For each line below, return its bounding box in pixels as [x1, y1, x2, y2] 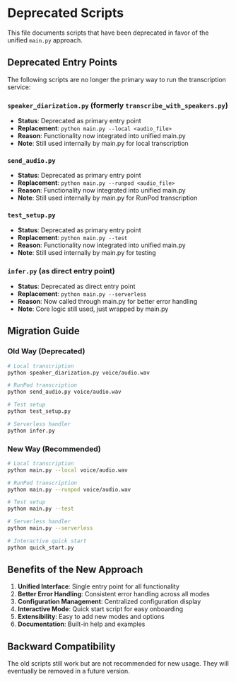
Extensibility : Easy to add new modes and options [17, 613, 165, 621]
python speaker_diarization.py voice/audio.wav [7, 369, 151, 376]
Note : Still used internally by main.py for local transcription [17, 140, 189, 148]
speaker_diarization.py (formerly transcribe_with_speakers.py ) [7, 101, 228, 110]
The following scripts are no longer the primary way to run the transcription [7, 75, 226, 84]
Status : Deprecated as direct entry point [17, 282, 136, 290]
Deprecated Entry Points [7, 57, 118, 69]
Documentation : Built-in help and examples [17, 620, 146, 628]
